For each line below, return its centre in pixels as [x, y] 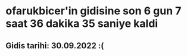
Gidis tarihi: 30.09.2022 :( [55, 46]
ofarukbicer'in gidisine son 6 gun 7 [93, 11]
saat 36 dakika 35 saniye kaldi [82, 24]
